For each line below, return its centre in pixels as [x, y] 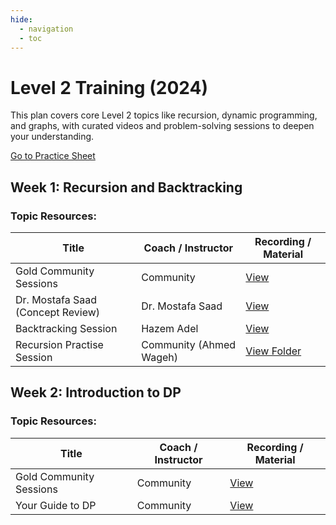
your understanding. [52, 137]
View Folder [273, 351]
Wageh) [159, 357]
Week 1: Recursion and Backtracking [126, 187]
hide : [21, 19]
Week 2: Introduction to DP [96, 392]
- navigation [46, 29]
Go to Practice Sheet [53, 156]
